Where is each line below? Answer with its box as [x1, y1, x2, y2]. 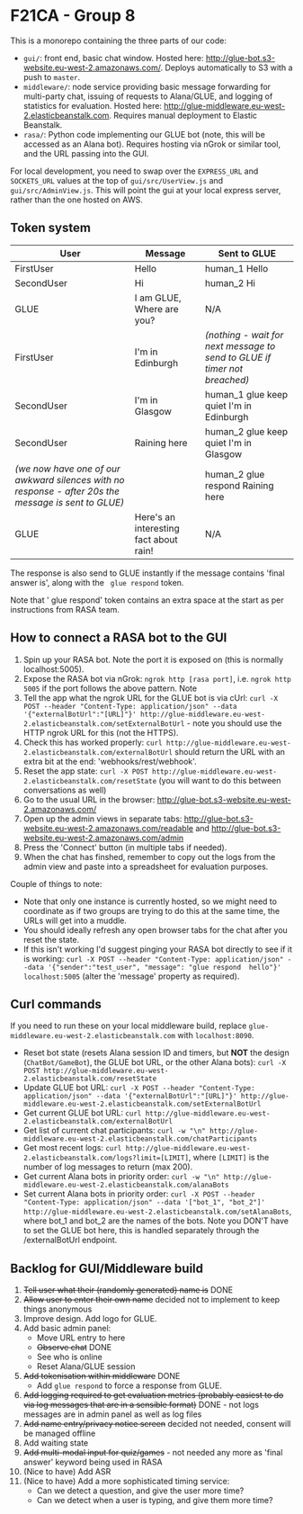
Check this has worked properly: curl [22, 737, 163, 748]
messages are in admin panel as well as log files [22, 1409, 202, 1420]
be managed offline [22, 1428, 96, 1439]
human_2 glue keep [204, 425, 289, 437]
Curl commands [10, 996, 102, 1012]
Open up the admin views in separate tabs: [22, 813, 183, 824]
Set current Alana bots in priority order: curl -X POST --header [22, 1188, 255, 1199]
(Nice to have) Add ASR [22, 1466, 111, 1477]
